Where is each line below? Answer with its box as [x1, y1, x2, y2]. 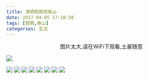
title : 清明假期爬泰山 [6, 8, 57, 15]
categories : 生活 [6, 25, 48, 32]
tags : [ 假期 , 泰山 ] [6, 20, 49, 26]
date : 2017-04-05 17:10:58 [6, 14, 74, 21]
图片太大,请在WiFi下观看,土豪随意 [60, 43, 143, 50]
